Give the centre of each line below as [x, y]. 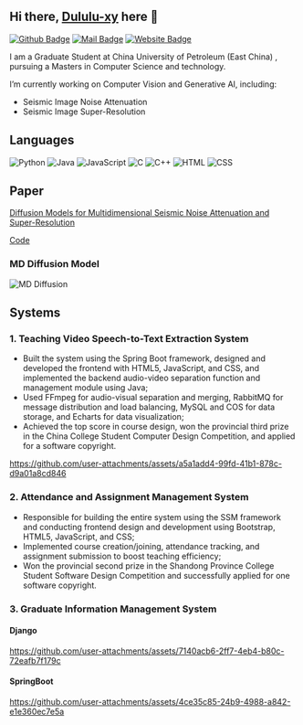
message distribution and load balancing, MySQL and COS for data [149, 407]
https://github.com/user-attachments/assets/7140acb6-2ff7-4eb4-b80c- [147, 651]
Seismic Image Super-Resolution [84, 112]
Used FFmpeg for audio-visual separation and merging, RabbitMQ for [153, 398]
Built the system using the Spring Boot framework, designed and [144, 358]
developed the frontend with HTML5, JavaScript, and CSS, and [141, 368]
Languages [42, 140]
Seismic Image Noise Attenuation [85, 101]
